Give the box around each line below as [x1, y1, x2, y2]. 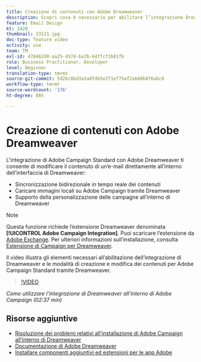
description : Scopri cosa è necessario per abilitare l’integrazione [6, 14, 184, 20]
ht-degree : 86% [6, 92, 44, 98]
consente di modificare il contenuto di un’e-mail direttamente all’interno [6, 163, 182, 170]
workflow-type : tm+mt [6, 82, 60, 88]
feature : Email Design [6, 20, 63, 26]
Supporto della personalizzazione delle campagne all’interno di [14, 193, 170, 201]
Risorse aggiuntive [6, 313, 78, 324]
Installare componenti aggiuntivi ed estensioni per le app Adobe [14, 349, 172, 356]
